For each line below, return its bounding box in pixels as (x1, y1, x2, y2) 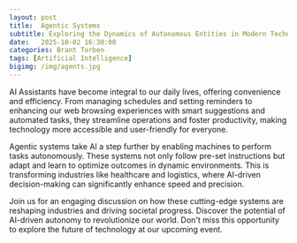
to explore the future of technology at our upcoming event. (9, 224, 223, 234)
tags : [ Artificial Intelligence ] (9, 54, 133, 63)
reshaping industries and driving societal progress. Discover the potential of (9, 205, 286, 216)
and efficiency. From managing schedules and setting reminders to (9, 95, 253, 106)
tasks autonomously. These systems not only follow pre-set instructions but (9, 150, 286, 161)
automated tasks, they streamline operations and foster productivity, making (9, 114, 287, 125)
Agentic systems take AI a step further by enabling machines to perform (9, 140, 272, 151)
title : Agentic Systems (9, 21, 101, 30)
